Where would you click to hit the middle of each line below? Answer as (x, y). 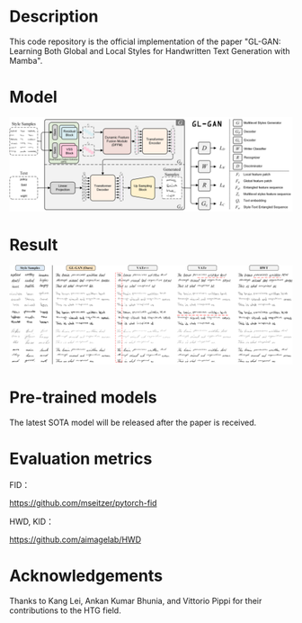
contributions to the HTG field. (65, 610)
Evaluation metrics (81, 459)
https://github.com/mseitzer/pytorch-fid (83, 502)
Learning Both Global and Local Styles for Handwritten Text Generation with (150, 50)
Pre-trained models (83, 397)
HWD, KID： (31, 521)
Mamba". (26, 60)
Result (34, 245)
